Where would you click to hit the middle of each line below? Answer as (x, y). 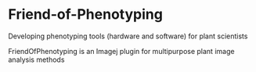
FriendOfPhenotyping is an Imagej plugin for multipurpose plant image (121, 51)
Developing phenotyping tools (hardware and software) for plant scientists (128, 36)
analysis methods (36, 59)
